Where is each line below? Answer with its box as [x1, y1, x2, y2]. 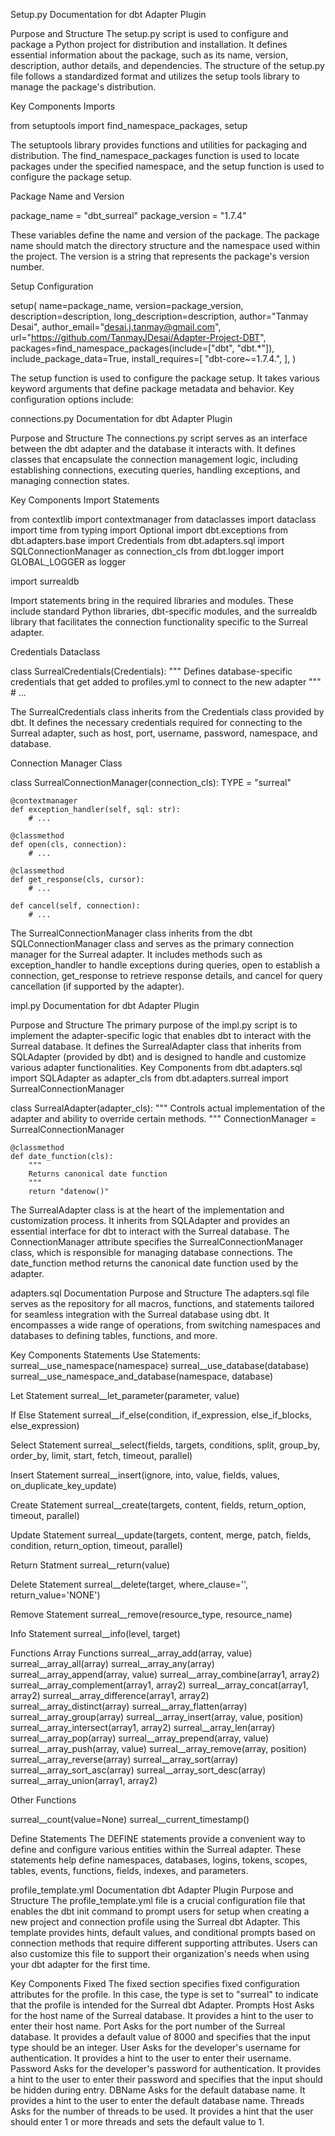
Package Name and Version [10, 190, 125, 202]
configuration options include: [10, 394, 134, 405]
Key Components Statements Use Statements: [10, 1349, 202, 1361]
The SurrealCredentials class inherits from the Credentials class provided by [10, 706, 325, 718]
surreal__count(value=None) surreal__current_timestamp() [10, 1814, 250, 1825]
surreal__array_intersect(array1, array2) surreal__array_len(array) [10, 1722, 276, 1733]
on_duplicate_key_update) [10, 1480, 117, 1491]
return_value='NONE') [10, 1589, 101, 1601]
